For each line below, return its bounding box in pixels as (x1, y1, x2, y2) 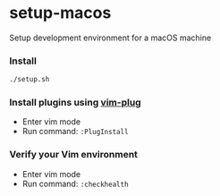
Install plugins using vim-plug (9, 97, 141, 109)
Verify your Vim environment (9, 149, 139, 161)
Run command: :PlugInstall (21, 126, 129, 137)
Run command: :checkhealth (21, 178, 129, 189)
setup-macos (9, 3, 112, 23)
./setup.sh (9, 75, 50, 84)
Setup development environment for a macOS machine (9, 32, 212, 43)
